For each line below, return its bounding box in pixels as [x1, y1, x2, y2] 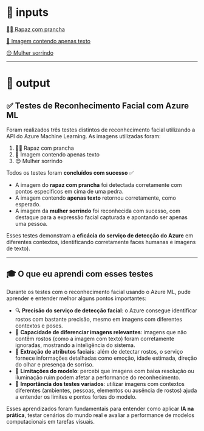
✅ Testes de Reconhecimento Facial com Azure [6, 100, 189, 111]
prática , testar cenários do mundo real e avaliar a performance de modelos [6, 411, 195, 419]
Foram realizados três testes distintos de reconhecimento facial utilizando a [6, 126, 195, 133]
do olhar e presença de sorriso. [15, 360, 94, 368]
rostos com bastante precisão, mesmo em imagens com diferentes [15, 315, 183, 323]
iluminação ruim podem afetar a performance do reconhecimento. [15, 374, 180, 381]
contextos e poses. [15, 322, 63, 329]
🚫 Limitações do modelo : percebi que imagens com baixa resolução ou [15, 367, 194, 374]
